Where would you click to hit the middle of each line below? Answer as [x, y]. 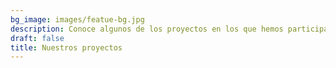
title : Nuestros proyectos [66, 47]
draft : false [37, 38]
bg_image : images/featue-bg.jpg [77, 19]
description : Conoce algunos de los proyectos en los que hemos [147, 29]
